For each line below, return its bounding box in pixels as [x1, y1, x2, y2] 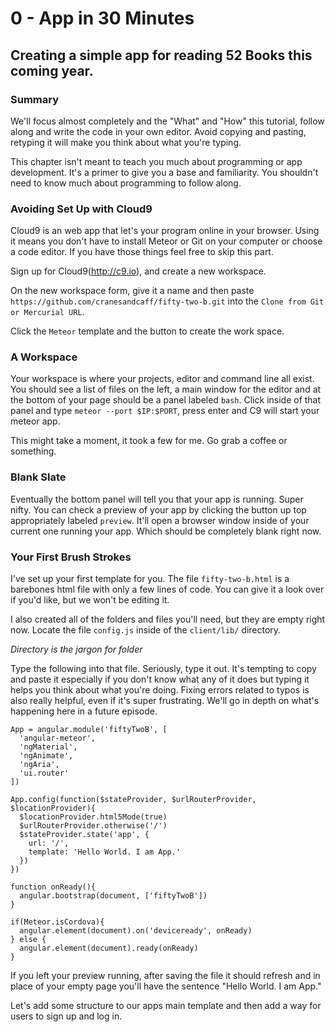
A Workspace [10, 350, 78, 364]
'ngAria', [19, 760, 60, 770]
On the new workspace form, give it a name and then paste [10, 285, 255, 297]
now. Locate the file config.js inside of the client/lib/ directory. [10, 624, 282, 636]
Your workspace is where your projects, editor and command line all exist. [10, 373, 315, 385]
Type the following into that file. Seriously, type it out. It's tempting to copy [10, 663, 317, 675]
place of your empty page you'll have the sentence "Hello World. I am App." [10, 980, 322, 992]
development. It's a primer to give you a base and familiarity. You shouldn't [10, 166, 319, 178]
